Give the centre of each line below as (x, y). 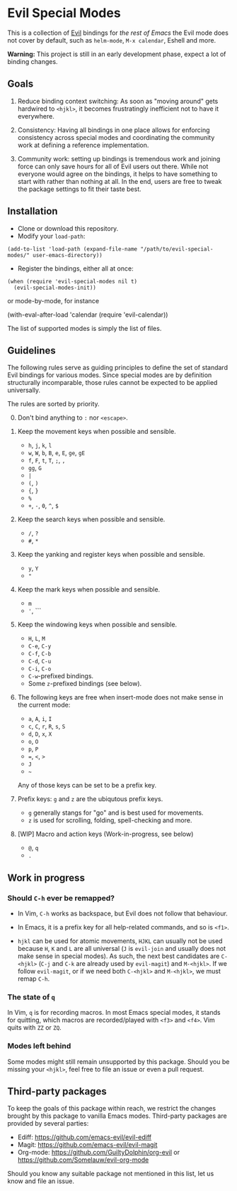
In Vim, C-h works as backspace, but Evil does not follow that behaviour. (122, 913)
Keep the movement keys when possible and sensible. (97, 432)
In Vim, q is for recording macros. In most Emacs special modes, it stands (114, 1013)
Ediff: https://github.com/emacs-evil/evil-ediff (85, 1137)
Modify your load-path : (51, 236)
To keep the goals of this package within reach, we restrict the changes (112, 1109)
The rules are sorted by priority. (54, 404)
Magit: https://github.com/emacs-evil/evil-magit (87, 1145)
